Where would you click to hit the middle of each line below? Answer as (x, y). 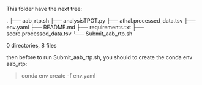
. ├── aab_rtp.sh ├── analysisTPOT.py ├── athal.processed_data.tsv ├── (101, 20)
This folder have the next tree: (44, 9)
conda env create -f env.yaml (58, 76)
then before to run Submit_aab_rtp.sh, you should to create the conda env (99, 57)
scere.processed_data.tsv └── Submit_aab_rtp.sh (69, 34)
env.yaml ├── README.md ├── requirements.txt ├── (75, 27)
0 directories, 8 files (32, 46)
